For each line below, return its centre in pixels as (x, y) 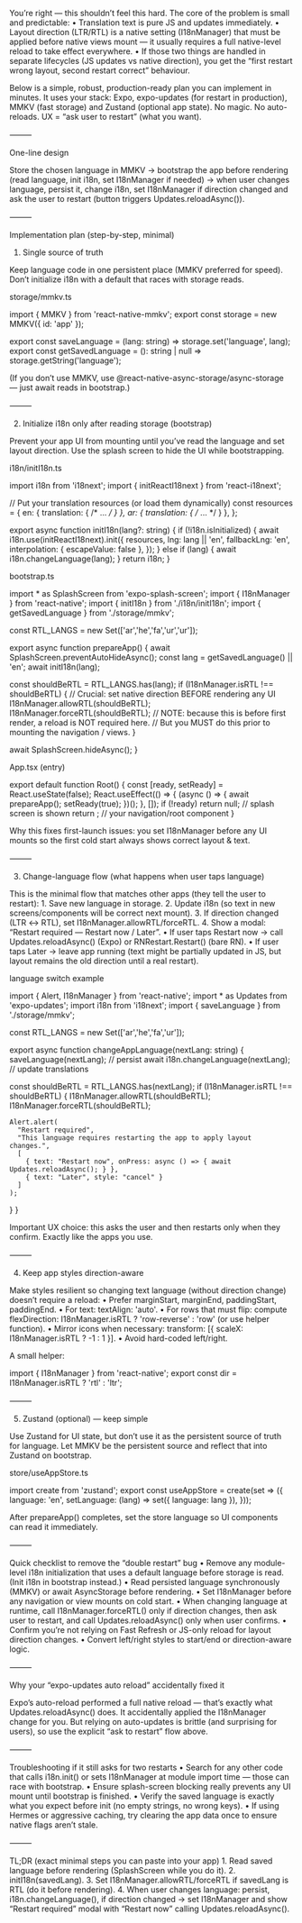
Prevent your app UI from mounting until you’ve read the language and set (147, 441)
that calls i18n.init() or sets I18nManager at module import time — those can (150, 1777)
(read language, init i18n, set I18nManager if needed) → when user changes (150, 180)
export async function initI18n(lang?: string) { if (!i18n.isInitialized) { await (144, 530)
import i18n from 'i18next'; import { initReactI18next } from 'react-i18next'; (146, 485)
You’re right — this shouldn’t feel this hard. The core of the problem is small (150, 13)
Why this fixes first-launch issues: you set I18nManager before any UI (138, 831)
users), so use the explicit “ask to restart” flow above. (109, 1731)
